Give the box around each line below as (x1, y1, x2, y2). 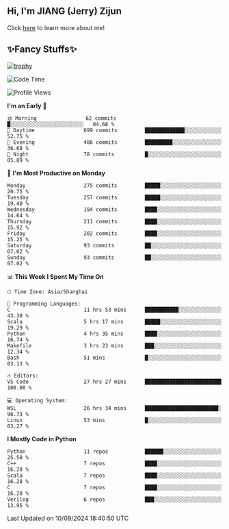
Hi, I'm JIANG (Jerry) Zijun (7, 5, 122, 17)
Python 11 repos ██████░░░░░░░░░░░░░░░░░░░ (7, 448, 222, 455)
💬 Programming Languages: (7, 300, 81, 307)
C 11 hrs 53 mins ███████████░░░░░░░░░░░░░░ (7, 306, 222, 313)
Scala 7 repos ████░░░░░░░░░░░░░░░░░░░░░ (7, 472, 222, 479)
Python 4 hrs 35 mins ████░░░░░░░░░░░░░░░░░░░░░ (7, 330, 222, 337)
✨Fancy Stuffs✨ (7, 44, 77, 56)
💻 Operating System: (7, 397, 68, 404)
